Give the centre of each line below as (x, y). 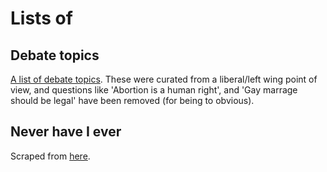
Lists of (41, 18)
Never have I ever (66, 132)
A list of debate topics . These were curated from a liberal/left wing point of (164, 79)
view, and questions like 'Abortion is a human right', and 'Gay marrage (154, 90)
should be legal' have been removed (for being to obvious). (132, 100)
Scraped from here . (50, 156)
